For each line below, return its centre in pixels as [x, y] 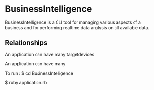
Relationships [26, 43]
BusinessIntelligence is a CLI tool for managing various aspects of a [73, 22]
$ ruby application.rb [26, 82]
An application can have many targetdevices [50, 54]
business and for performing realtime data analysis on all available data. [77, 27]
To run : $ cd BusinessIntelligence [39, 73]
